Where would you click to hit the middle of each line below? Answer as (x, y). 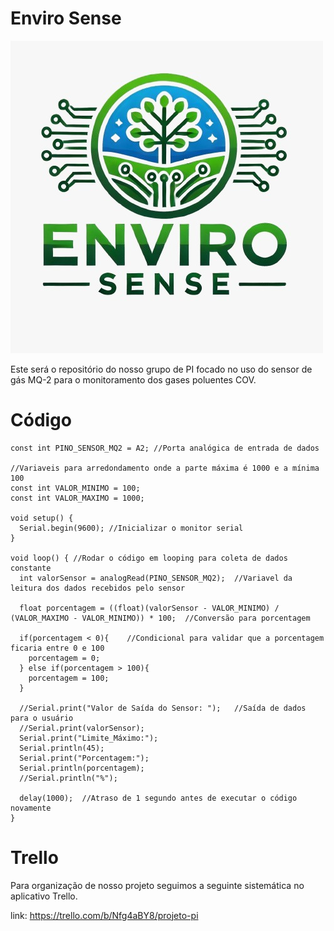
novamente (31, 808)
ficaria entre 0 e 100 (57, 648)
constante (31, 568)
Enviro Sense (66, 18)
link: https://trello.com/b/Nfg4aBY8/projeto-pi (104, 915)
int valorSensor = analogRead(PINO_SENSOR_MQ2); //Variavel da (156, 578)
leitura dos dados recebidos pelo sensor (98, 588)
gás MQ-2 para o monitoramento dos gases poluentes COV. (133, 379)
